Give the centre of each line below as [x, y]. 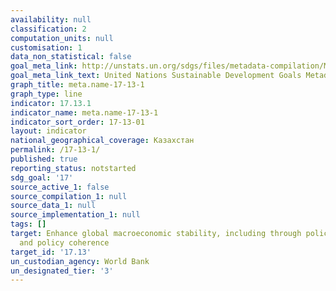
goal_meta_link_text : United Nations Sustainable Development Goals [156, 76]
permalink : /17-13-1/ [55, 150]
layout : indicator [48, 131]
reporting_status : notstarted [73, 168]
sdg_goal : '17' [42, 177]
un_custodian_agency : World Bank [80, 261]
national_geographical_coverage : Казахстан [102, 141]
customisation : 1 [46, 47]
